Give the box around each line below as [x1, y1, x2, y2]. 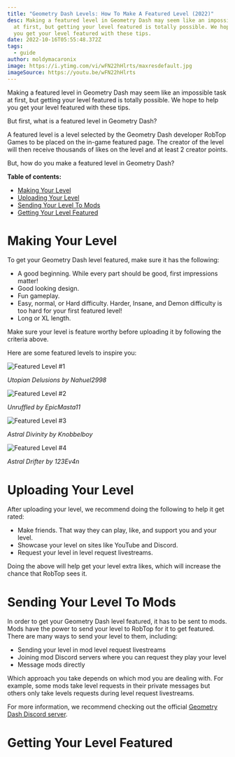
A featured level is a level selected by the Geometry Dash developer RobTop [7, 130, 227, 139]
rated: [7, 512, 24, 521]
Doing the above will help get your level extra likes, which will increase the [7, 562, 222, 571]
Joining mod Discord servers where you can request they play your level [17, 653, 227, 662]
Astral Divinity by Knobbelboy [7, 430, 93, 439]
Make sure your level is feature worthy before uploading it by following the [7, 327, 222, 336]
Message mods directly [17, 660, 85, 669]
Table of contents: [7, 172, 62, 181]
